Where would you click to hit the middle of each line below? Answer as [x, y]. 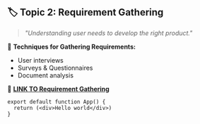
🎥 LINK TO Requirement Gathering [58, 89]
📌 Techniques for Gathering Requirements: [72, 46]
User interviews [40, 60]
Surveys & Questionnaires [55, 68]
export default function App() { [57, 101]
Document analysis [46, 75]
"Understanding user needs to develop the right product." [108, 33]
